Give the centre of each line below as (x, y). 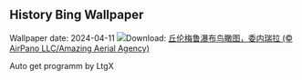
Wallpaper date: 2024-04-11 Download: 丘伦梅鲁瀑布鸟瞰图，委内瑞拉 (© (151, 38)
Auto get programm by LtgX (62, 65)
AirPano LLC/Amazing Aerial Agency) (80, 48)
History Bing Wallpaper (77, 15)
